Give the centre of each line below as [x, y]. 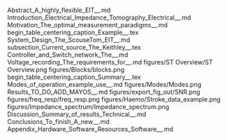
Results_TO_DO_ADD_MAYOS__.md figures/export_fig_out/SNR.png [104, 92]
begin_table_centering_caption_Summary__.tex [74, 77]
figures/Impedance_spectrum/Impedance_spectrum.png [88, 107]
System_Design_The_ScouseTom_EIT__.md [69, 40]
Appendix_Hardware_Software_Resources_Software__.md [90, 129]
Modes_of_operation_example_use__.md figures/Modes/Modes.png [104, 84]
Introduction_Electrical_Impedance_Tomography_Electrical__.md [99, 17]
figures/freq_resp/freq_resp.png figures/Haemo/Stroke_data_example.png [114, 99]
